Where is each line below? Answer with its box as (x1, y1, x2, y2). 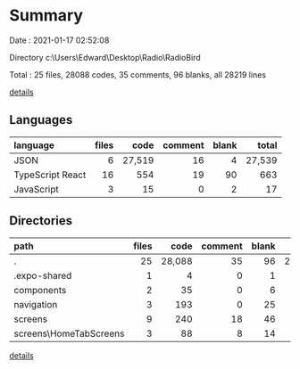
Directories (9, 213, 73, 228)
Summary (9, 5, 83, 26)
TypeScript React (13, 168, 87, 181)
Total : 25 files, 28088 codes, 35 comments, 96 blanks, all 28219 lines (9, 69, 266, 80)
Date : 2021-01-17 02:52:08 (9, 35, 110, 45)
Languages (9, 112, 73, 127)
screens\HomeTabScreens (13, 327, 125, 340)
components (13, 283, 67, 296)
